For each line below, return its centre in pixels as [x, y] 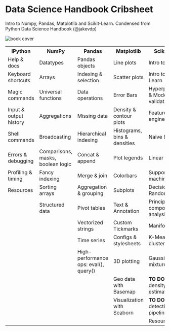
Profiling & [20, 172]
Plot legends [128, 157]
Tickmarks [126, 228]
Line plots [125, 62]
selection [88, 80]
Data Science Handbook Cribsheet [79, 9]
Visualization [129, 300]
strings [86, 228]
